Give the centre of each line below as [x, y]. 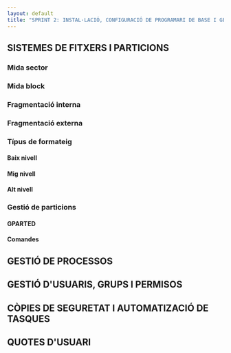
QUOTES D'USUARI [49, 342]
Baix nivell [22, 158]
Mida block [26, 85]
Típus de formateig [40, 141]
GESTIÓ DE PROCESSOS [60, 261]
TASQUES [29, 319]
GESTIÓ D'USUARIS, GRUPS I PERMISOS [95, 284]
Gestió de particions [42, 208]
